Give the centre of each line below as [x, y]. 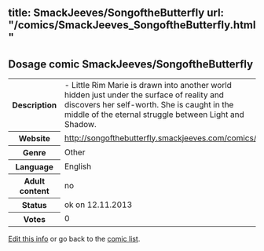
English [78, 166]
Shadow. [80, 125]
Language [34, 166]
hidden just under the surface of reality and [144, 95]
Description [35, 105]
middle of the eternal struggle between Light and [154, 115]
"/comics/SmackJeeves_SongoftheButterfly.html [132, 25]
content [34, 191]
